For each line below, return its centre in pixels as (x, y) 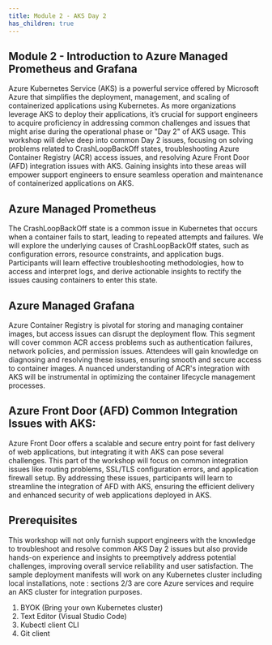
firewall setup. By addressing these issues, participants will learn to (121, 477)
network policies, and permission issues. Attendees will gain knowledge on (134, 350)
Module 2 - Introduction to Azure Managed (118, 56)
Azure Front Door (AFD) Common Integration (123, 411)
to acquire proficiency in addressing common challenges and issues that (130, 123)
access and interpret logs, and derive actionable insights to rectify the (125, 272)
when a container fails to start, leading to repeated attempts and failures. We (136, 237)
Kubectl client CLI (49, 625)
